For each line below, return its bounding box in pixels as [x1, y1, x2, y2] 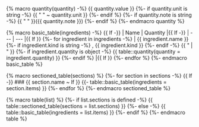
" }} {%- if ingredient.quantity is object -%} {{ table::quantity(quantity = [6, 48, 181, 55]
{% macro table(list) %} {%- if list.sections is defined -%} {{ [6, 96, 153, 103]
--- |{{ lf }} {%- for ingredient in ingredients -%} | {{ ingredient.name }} [15, 36, 189, 42]
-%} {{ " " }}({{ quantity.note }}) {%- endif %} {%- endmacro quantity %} [6, 18, 185, 24]
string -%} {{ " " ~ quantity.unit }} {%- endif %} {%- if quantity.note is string [6, 11, 192, 18]
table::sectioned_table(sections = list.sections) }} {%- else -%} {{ [6, 103, 166, 109]
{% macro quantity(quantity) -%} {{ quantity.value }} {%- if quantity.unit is [6, 5, 188, 12]
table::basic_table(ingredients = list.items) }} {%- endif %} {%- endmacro [6, 109, 186, 116]
